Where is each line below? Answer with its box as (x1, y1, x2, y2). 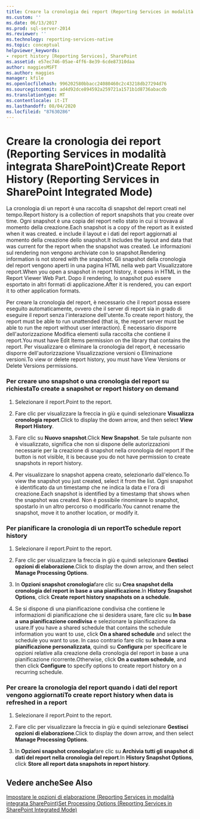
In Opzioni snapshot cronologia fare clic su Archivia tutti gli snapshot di (14, 747, 194, 755)
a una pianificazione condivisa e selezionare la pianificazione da (14, 617, 176, 624)
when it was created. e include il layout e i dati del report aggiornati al (6, 230, 177, 238)
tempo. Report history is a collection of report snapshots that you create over (6, 211, 195, 218)
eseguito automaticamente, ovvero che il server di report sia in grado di (6, 305, 182, 312)
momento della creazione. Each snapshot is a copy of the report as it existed (6, 224, 193, 231)
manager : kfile (6, 75, 44, 81)
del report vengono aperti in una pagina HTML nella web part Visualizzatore (6, 262, 193, 269)
